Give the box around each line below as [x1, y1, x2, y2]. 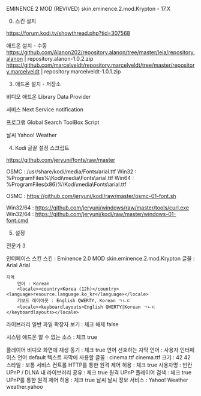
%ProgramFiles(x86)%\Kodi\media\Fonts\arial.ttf [6, 181, 127, 188]
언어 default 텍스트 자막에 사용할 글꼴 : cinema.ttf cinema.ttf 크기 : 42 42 [17, 354, 191, 360]
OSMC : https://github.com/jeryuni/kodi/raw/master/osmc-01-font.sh [6, 193, 176, 199]
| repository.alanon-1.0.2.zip [24, 55, 94, 62]
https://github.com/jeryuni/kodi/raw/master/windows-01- [35, 211, 176, 217]
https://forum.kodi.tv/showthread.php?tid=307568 [6, 29, 131, 37]
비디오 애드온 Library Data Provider [6, 93, 91, 100]
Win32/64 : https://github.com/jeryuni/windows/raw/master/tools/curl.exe [6, 204, 190, 211]
